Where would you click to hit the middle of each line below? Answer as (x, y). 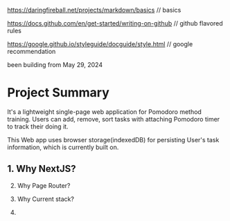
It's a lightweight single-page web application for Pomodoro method (105, 112)
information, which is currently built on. (63, 147)
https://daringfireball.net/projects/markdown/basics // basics (94, 10)
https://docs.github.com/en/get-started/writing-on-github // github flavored (115, 23)
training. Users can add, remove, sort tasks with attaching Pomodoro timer (114, 119)
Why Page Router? (44, 185)
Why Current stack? (46, 199)
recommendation (32, 51)
